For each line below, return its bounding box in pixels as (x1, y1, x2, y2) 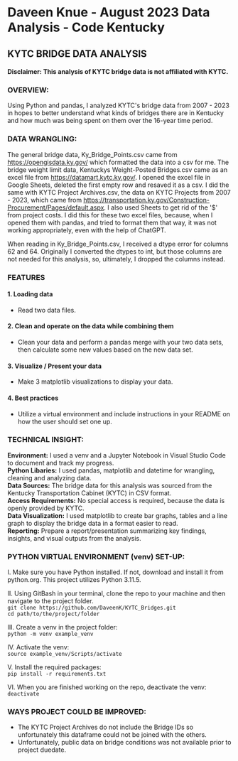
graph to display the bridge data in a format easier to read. (7, 519, 179, 527)
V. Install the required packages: (7, 663, 102, 671)
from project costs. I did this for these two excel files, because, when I (7, 210, 213, 219)
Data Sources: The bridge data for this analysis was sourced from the (7, 481, 212, 490)
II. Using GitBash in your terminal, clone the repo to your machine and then (7, 589, 226, 598)
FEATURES (7, 272, 45, 282)
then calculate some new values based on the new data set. (17, 345, 193, 354)
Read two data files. (17, 306, 77, 314)
